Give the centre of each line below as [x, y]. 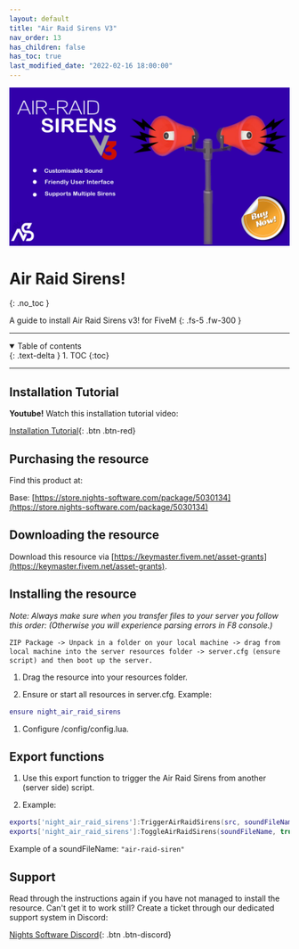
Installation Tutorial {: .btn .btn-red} [73, 431]
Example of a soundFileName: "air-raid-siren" [97, 849]
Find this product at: [46, 481]
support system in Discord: [59, 917]
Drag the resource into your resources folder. [105, 677]
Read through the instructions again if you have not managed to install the [145, 898]
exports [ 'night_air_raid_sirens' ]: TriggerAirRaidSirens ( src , [125, 822]
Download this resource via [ [62, 557]
